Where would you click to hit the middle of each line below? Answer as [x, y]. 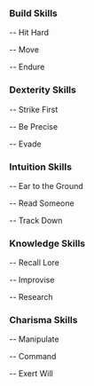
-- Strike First [34, 109]
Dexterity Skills [43, 90]
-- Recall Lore [35, 263]
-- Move [24, 50]
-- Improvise [32, 280]
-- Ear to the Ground [47, 185]
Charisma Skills [43, 320]
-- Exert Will [31, 374]
